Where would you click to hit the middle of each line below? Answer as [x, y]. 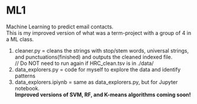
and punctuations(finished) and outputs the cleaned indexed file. [93, 57]
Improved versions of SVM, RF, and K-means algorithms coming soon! [103, 95]
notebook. [27, 88]
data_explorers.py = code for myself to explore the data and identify [98, 69]
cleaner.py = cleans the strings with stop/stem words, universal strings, [102, 50]
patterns [25, 76]
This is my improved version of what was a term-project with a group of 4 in [99, 32]
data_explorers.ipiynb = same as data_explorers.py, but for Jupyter [96, 82]
